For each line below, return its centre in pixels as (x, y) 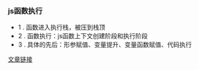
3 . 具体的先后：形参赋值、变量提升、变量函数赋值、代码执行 (105, 45)
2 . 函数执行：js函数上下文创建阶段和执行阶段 (83, 36)
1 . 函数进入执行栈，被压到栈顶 (62, 27)
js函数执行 (25, 10)
